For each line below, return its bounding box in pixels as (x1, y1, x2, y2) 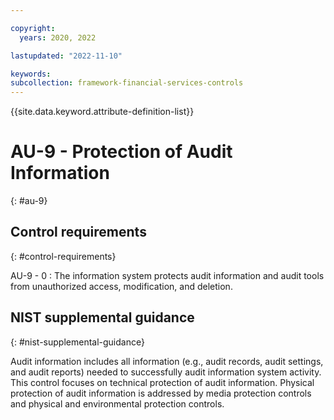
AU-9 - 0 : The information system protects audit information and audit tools (10, 269, 325, 281)
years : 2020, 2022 (19, 32, 97, 43)
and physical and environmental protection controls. (10, 397, 225, 410)
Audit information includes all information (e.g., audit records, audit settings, (10, 355, 324, 367)
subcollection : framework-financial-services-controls (10, 78, 244, 88)
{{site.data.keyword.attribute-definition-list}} (10, 106, 195, 118)
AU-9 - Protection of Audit (10, 141, 233, 163)
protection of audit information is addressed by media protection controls (10, 387, 312, 399)
